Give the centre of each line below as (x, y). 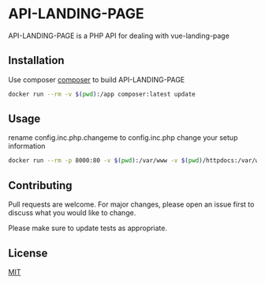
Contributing (40, 186)
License (28, 253)
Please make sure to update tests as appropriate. (88, 228)
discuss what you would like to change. (72, 213)
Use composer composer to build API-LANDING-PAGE (97, 79)
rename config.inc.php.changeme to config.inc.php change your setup (123, 138)
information (27, 146)
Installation (36, 61)
